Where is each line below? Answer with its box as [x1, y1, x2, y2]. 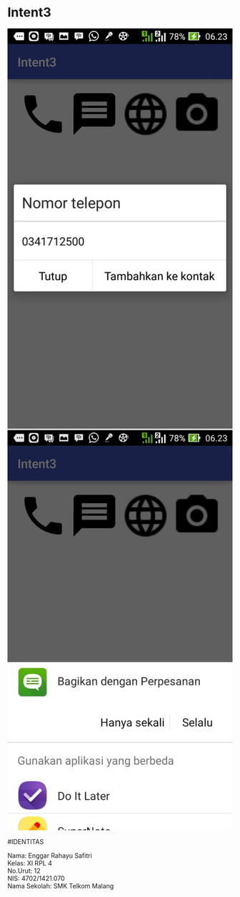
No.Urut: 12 [7, 866, 41, 875]
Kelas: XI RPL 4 [7, 858, 52, 867]
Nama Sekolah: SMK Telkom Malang [7, 881, 114, 890]
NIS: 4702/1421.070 [7, 873, 66, 883]
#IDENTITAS [7, 837, 44, 846]
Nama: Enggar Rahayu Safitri [7, 851, 93, 860]
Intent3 [7, 4, 51, 21]
